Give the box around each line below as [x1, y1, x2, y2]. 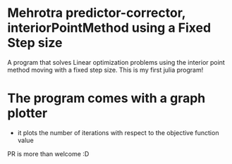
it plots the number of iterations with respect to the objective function [17, 128, 219, 137]
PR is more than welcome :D [7, 149, 90, 158]
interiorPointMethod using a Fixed [7, 20, 212, 36]
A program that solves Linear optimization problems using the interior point [7, 58, 226, 66]
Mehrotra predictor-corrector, [7, 5, 186, 21]
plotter [7, 106, 48, 121]
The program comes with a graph [7, 90, 206, 106]
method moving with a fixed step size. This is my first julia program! [7, 65, 204, 74]
